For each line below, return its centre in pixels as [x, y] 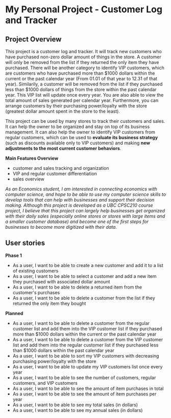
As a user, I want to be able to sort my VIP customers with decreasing [86, 356]
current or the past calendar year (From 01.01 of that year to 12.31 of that [81, 79]
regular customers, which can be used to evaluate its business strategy [82, 137]
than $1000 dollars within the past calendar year [64, 350]
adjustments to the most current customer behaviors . [63, 148]
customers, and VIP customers [45, 383]
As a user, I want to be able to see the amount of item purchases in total [88, 388]
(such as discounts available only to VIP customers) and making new [78, 143]
